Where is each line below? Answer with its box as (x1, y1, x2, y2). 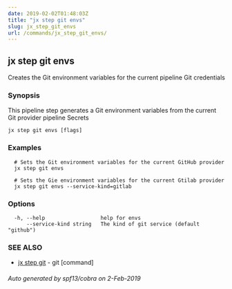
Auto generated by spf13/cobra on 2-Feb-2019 (8, 274, 141, 282)
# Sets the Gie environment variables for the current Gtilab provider (14, 177, 225, 184)
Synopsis (8, 91, 40, 100)
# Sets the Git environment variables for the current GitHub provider (14, 158, 225, 166)
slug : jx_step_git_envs (8, 23, 77, 30)
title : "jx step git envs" (8, 17, 86, 24)
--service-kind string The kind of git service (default (26, 221, 200, 227)
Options (8, 198, 35, 208)
